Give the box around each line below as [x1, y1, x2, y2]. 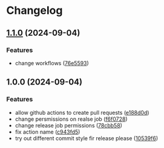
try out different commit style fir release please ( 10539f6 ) [15, 134, 159, 142]
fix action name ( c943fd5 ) [15, 128, 80, 135]
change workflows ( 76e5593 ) [15, 59, 89, 66]
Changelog [6, 4, 63, 18]
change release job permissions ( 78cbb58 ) [15, 121, 123, 129]
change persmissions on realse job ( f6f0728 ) [15, 115, 128, 123]
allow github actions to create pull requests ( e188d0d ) [15, 109, 149, 116]
